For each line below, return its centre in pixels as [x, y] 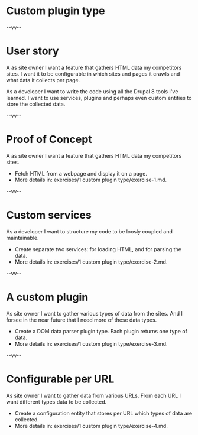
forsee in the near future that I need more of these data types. [82, 320]
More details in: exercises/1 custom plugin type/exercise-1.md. [91, 180]
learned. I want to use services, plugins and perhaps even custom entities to [99, 98]
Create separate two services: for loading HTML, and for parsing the [98, 249]
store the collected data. [36, 104]
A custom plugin [47, 297]
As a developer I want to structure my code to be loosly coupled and [90, 231]
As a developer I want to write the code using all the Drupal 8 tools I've [92, 91]
